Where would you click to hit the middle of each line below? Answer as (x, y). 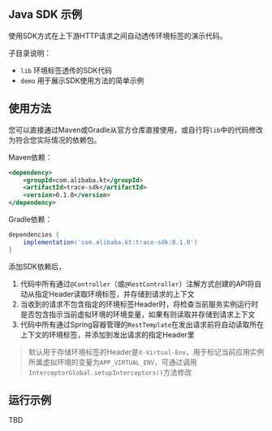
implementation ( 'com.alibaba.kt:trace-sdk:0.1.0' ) (110, 242)
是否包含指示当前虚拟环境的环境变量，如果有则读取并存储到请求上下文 (138, 314)
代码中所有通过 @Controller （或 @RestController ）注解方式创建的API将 (137, 284)
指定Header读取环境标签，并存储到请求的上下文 (114, 294)
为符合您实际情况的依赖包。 (55, 140)
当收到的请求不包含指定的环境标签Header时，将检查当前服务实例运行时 (139, 304)
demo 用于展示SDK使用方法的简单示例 (82, 81)
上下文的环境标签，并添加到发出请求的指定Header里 (107, 334)
